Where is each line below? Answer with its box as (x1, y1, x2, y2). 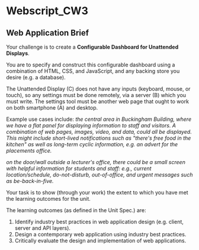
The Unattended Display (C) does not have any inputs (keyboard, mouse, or (6, 85, 191, 92)
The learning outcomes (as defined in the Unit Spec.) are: (6, 207, 146, 214)
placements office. (6, 147, 52, 154)
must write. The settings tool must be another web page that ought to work (6, 98, 190, 105)
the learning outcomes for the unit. (6, 195, 91, 202)
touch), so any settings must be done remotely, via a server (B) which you (6, 92, 187, 98)
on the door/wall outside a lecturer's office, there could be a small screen (6, 159, 185, 165)
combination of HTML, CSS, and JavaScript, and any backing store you (6, 68, 180, 75)
